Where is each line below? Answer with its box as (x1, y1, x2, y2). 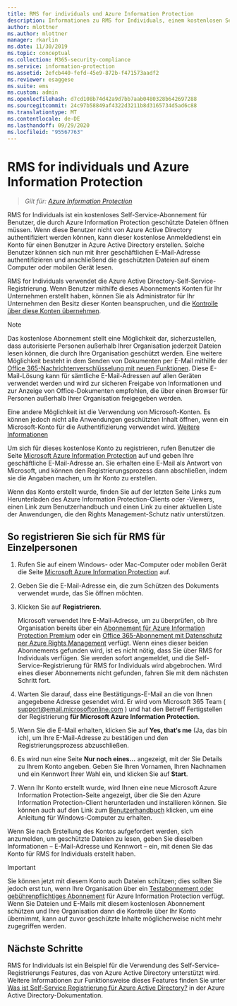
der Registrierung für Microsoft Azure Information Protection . (17, 713, 200, 721)
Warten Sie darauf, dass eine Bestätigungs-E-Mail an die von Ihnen (17, 690, 213, 698)
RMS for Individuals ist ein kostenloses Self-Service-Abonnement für (7, 211, 207, 219)
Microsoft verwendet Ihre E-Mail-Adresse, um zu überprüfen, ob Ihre (17, 617, 218, 625)
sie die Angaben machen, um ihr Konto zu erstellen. (7, 474, 157, 483)
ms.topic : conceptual (7, 50, 71, 57)
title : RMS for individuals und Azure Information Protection (7, 10, 194, 18)
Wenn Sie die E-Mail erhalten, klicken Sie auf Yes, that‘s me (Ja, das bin (17, 726, 228, 734)
